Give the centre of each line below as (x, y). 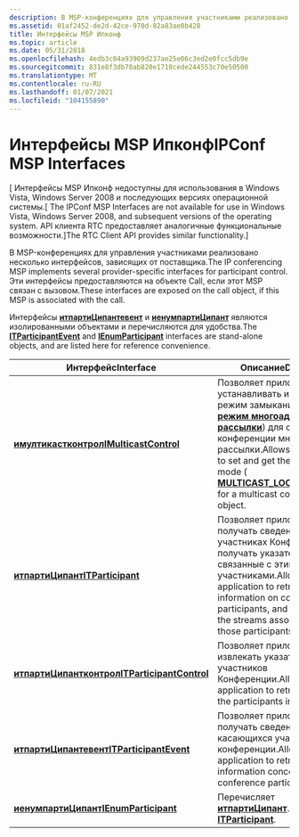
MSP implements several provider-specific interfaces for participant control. (149, 272)
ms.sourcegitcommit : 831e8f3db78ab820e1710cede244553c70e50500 (129, 68)
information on (248, 598)
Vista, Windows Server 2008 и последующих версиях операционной (139, 198)
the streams (242, 620)
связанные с (245, 564)
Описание (263, 368)
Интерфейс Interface (111, 368)
